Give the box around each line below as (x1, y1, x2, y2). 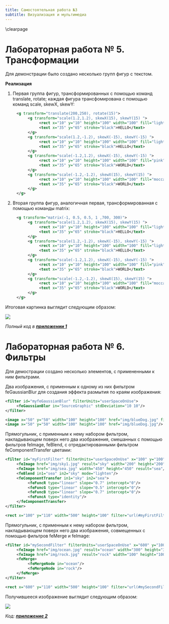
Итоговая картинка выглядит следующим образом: (5, 304, 116, 310)
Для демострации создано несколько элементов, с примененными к (5, 368, 155, 374)
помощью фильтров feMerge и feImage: (5, 533, 91, 539)
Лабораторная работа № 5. (5, 43, 125, 55)
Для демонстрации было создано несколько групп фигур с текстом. (5, 71, 153, 77)
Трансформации (5, 54, 79, 66)
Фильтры (5, 352, 46, 363)
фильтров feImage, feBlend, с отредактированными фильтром (5, 442, 138, 448)
